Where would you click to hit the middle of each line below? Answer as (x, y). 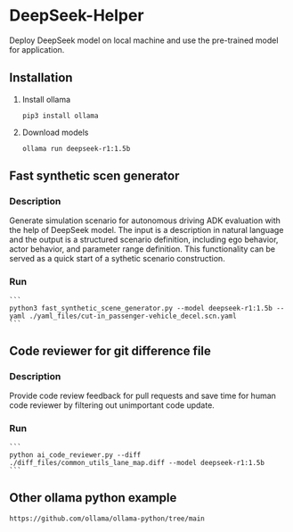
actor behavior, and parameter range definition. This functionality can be (142, 249)
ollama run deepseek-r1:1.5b (76, 148)
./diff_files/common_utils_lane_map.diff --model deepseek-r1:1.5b (137, 462)
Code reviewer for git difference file (110, 351)
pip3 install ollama (60, 116)
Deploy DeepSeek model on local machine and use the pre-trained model (144, 40)
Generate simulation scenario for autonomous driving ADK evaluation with (145, 220)
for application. (37, 49)
